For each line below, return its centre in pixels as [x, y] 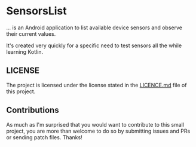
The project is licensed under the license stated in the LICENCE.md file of [97, 85]
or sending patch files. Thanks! [44, 137]
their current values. [31, 33]
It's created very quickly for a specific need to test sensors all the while [94, 45]
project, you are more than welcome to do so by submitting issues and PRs [98, 131]
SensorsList [36, 11]
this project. [21, 91]
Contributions [33, 110]
